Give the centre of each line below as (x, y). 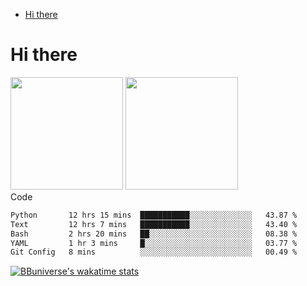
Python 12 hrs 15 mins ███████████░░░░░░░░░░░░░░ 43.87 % (154, 215)
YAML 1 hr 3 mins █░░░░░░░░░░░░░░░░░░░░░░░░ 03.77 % (154, 243)
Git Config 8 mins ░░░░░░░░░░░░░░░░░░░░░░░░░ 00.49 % (154, 252)
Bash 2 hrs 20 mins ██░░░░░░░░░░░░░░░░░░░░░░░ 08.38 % (154, 234)
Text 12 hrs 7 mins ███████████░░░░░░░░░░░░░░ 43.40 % (154, 224)
